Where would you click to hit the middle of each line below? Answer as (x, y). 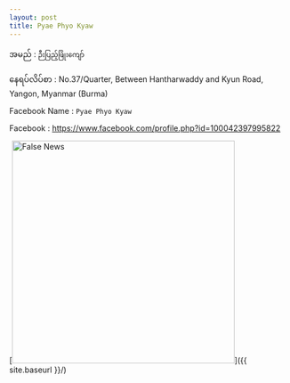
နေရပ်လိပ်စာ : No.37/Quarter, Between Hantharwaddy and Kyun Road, (137, 79)
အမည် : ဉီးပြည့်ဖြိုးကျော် (47, 53)
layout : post (33, 17)
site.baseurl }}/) (38, 370)
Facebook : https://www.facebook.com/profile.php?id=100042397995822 (145, 128)
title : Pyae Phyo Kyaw (51, 26)
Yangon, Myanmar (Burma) (59, 94)
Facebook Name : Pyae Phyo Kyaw (70, 110)
